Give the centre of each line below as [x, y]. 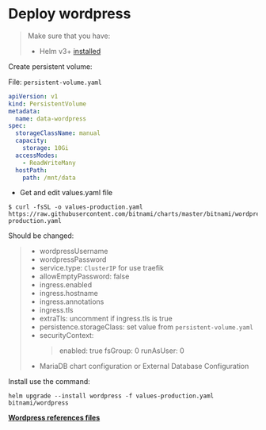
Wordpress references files [54, 418]
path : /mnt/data [49, 178]
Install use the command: [49, 382]
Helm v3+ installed [70, 51]
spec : [17, 126]
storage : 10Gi [46, 148]
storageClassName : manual [58, 133]
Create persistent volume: [50, 66]
